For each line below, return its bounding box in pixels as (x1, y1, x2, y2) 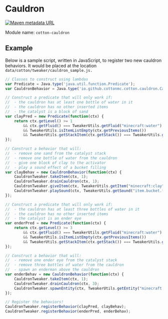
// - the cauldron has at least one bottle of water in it (5, 100, 133, 105)
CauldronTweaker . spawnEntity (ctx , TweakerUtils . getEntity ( (14, 286, 140, 291)
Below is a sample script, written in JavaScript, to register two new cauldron (5, 57, 162, 63)
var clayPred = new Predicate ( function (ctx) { (5, 114, 104, 119)
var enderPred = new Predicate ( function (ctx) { (5, 221, 106, 226)
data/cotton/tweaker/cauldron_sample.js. (5, 68, 93, 73)
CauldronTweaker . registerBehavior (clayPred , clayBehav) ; (5, 304, 126, 309)
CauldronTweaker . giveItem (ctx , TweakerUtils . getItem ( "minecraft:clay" (14, 184, 164, 189)
